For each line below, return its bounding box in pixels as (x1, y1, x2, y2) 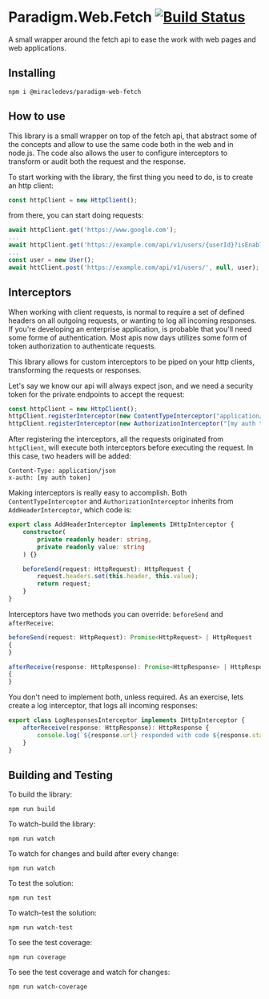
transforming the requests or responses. (8, 365, 142, 375)
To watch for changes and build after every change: (8, 849, 179, 858)
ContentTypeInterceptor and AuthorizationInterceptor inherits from (8, 496, 234, 506)
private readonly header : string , (37, 535, 152, 544)
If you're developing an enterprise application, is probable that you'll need (8, 324, 252, 333)
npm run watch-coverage (8, 983, 88, 991)
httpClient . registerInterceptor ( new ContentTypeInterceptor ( (8, 412, 217, 421)
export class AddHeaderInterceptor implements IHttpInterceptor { (8, 520, 235, 529)
